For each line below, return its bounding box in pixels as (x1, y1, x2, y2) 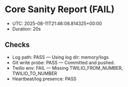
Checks (5, 41, 30, 49)
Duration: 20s (12, 25, 41, 32)
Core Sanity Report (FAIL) (5, 4, 115, 15)
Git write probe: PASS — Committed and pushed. (12, 60, 115, 66)
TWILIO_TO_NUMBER (12, 70, 57, 76)
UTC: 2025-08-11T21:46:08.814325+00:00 (12, 20, 103, 26)
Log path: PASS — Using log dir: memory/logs (12, 54, 109, 60)
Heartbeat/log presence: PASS (12, 75, 77, 82)
